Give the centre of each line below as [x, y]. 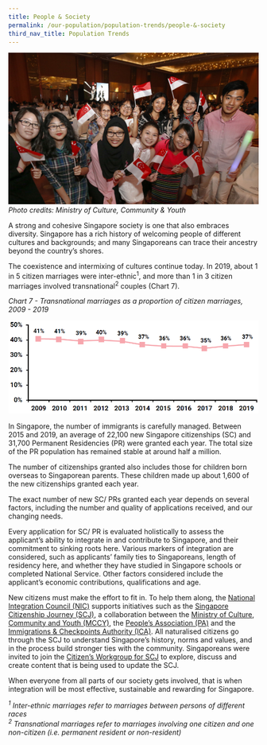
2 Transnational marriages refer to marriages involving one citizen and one [131, 723]
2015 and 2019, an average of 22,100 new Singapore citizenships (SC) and [130, 434]
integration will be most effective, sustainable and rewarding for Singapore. [131, 689]
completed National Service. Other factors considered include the [116, 573]
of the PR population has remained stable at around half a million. [115, 451]
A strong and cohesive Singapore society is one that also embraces [119, 226]
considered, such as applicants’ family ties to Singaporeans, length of [122, 557]
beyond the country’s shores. [56, 251]
